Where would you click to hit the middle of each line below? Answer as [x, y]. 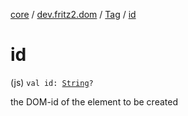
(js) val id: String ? [52, 82]
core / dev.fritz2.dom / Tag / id [73, 14]
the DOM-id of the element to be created [94, 101]
